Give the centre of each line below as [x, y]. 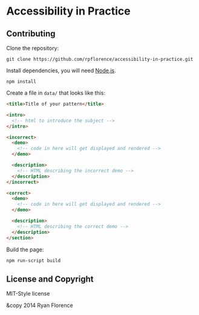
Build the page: [25, 249]
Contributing [31, 34]
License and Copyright [50, 279]
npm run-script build [34, 260]
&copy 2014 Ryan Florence [40, 305]
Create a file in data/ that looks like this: [56, 93]
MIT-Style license [28, 294]
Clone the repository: [33, 48]
